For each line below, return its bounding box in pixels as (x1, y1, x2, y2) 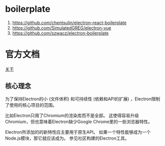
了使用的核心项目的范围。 (5, 102, 57, 108)
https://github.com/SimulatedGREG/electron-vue (12, 25, 112, 30)
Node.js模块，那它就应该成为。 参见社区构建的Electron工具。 (5, 135, 130, 141)
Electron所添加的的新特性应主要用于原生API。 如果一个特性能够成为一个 (5, 129, 151, 135)
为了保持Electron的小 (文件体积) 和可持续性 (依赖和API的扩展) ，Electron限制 (5, 96, 161, 102)
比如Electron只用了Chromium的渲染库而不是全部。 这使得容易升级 (5, 112, 139, 118)
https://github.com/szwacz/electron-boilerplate (12, 30, 109, 36)
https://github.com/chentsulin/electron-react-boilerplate (12, 20, 127, 26)
